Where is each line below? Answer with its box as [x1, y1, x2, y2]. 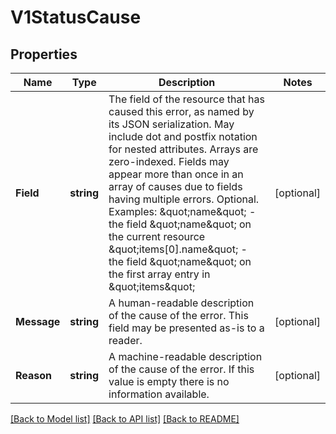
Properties [10, 46, 78, 63]
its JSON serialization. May [108, 117, 235, 131]
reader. [108, 334, 143, 347]
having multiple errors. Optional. [108, 192, 260, 206]
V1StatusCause [10, 6, 142, 29]
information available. [108, 387, 210, 401]
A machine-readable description [108, 350, 263, 363]
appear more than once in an [108, 167, 244, 181]
